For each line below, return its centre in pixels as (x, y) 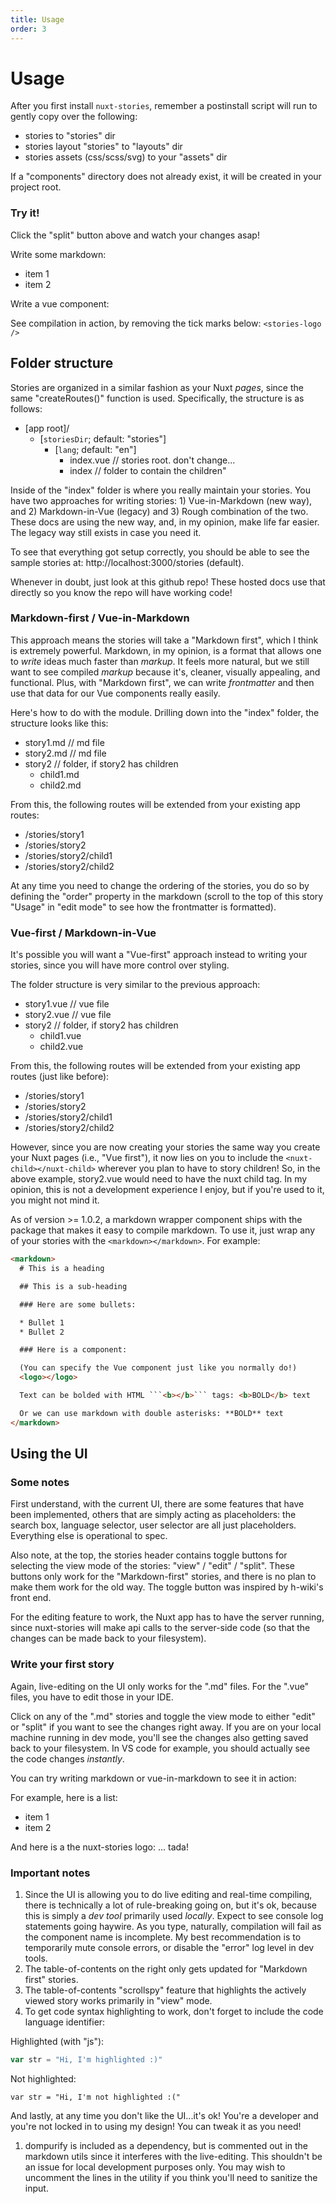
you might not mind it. (55, 1200)
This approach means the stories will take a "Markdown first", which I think (164, 640)
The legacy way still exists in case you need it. (106, 532)
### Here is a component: (73, 1350)
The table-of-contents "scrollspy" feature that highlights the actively (165, 1990)
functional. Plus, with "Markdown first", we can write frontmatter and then (162, 682)
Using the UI (49, 1454)
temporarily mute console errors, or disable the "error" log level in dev (169, 1947)
